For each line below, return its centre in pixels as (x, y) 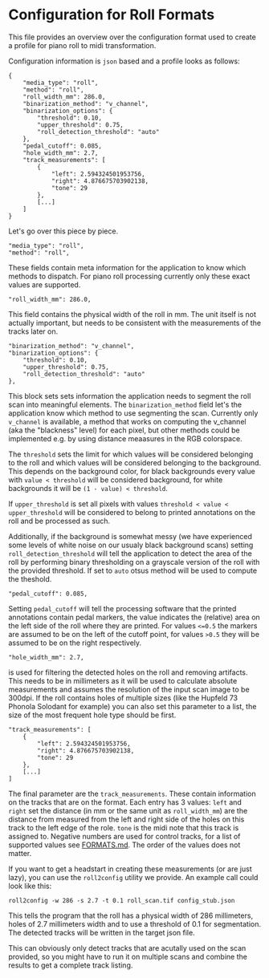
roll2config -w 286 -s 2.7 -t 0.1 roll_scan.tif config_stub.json (122, 900)
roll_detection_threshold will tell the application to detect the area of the (130, 553)
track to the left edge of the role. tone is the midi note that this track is (124, 827)
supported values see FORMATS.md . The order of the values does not (124, 845)
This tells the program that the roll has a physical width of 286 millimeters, (131, 915)
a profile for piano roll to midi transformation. (82, 45)
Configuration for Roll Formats (112, 15)
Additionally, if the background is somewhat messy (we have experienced (130, 536)
